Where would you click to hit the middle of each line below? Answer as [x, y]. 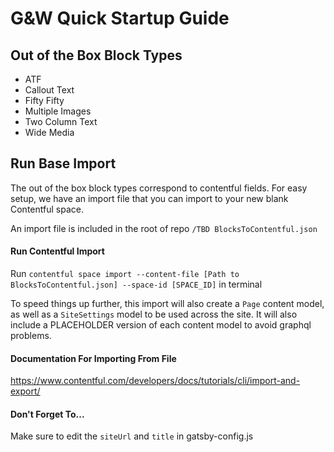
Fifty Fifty [44, 100]
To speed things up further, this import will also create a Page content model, [167, 304]
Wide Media [49, 132]
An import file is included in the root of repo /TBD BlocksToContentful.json [164, 228]
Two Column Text [61, 121]
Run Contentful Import [57, 251]
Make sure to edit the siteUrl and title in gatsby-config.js [132, 436]
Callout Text [49, 90]
